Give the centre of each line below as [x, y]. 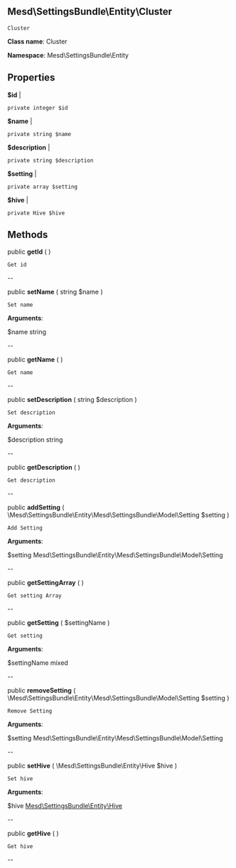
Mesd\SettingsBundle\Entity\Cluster [90, 12]
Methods [28, 235]
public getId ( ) [29, 252]
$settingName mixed [38, 663]
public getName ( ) [35, 360]
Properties [31, 78]
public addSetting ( [36, 507]
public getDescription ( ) [44, 467]
